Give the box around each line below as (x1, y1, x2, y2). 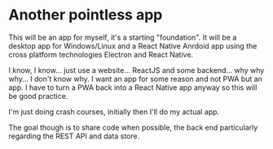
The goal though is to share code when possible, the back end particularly (8, 122, 258, 132)
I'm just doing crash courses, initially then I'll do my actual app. (8, 107, 220, 117)
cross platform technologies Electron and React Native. (8, 49, 194, 59)
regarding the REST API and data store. (8, 131, 140, 141)
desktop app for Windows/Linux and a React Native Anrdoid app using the (8, 40, 258, 50)
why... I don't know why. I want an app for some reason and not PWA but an (8, 74, 263, 83)
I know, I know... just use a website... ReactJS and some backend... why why (8, 65, 265, 74)
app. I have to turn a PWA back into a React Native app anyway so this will (8, 83, 258, 92)
